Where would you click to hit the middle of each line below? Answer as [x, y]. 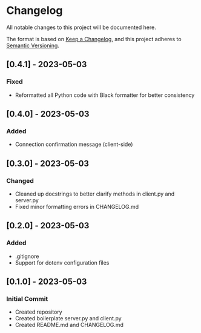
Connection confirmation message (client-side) [74, 144]
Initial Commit [27, 299]
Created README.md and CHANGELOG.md [69, 325]
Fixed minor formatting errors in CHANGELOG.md [77, 207]
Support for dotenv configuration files [62, 262]
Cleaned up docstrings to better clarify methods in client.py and [94, 194]
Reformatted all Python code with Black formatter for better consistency [105, 95]
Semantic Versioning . [33, 45]
